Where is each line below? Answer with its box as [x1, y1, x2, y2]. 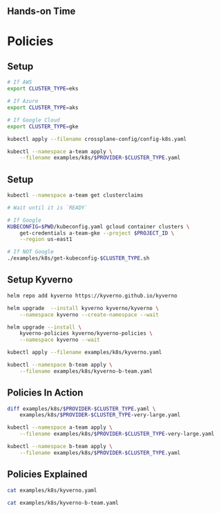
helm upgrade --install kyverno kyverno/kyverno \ [7, 304, 159, 311]
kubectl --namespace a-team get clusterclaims [7, 192, 144, 199]
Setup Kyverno [7, 274, 73, 286]
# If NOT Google [7, 249, 54, 255]
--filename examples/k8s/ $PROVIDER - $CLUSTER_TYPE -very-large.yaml [19, 431, 215, 438]
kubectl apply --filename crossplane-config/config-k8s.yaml [7, 135, 187, 142]
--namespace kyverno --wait [19, 336, 100, 344]
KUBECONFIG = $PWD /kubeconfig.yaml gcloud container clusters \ [7, 223, 190, 230]
